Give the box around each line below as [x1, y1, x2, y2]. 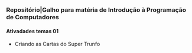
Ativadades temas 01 [6, 27, 59, 34]
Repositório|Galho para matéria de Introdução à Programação [6, 6, 186, 14]
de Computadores [6, 13, 59, 21]
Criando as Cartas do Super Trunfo [14, 41, 100, 48]
